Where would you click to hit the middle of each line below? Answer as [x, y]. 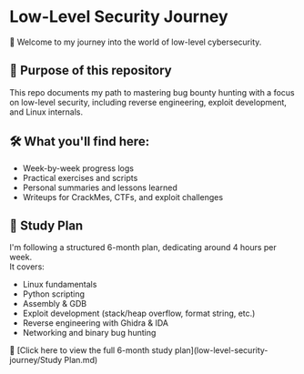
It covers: [27, 267]
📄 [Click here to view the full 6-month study [91, 350]
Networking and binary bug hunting [89, 333]
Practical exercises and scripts [80, 177]
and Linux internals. [46, 112]
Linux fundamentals [60, 285]
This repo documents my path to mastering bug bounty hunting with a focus [152, 92]
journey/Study [36, 360]
